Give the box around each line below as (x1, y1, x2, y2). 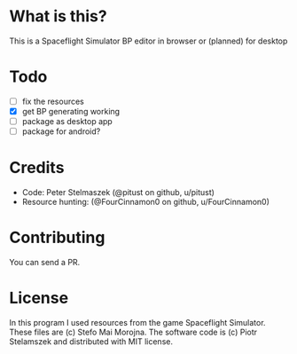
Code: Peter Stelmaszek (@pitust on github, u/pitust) (21, 187, 215, 198)
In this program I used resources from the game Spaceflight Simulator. (9, 317, 266, 327)
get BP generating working (21, 106, 121, 116)
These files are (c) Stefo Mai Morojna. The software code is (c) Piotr (9, 326, 258, 337)
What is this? (9, 6, 108, 27)
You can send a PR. (9, 257, 81, 267)
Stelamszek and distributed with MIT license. (9, 335, 173, 347)
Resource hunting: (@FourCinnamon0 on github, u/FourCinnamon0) (21, 197, 270, 208)
